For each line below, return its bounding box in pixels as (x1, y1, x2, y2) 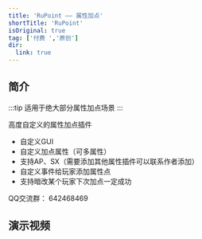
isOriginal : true (8, 26, 66, 34)
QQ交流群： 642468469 (8, 193, 89, 203)
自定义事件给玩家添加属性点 (19, 167, 111, 176)
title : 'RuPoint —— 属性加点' (8, 11, 103, 20)
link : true (15, 49, 52, 57)
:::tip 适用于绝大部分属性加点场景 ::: (8, 103, 123, 112)
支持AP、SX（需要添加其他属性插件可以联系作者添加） (19, 156, 199, 166)
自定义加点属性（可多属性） (19, 147, 111, 156)
